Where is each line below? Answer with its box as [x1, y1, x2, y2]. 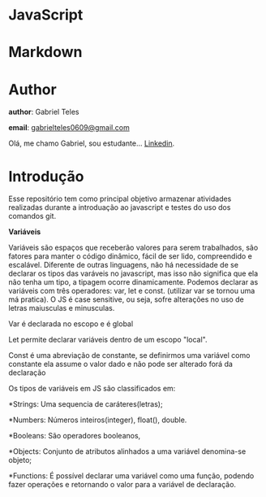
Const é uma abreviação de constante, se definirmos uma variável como [8, 351, 251, 360]
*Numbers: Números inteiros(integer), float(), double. [8, 415, 187, 425]
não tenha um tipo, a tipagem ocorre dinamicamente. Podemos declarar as [8, 277, 259, 287]
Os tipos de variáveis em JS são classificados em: [8, 384, 176, 394]
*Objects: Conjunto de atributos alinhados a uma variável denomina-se [8, 447, 247, 456]
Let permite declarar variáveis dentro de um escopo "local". [8, 335, 208, 345]
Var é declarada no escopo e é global [8, 319, 134, 329]
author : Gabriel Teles [8, 107, 79, 117]
